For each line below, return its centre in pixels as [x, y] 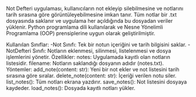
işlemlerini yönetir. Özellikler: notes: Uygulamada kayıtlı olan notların [88, 57]
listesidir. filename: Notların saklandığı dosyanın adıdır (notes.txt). [85, 63]
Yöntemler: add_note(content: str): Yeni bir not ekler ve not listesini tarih [93, 69]
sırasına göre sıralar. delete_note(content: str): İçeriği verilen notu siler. [91, 76]
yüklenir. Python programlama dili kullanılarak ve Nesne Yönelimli [85, 27]
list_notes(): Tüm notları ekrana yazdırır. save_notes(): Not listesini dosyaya [97, 82]
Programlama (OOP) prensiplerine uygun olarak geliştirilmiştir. [81, 33]
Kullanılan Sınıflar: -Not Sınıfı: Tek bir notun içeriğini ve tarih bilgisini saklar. [96, 44]
